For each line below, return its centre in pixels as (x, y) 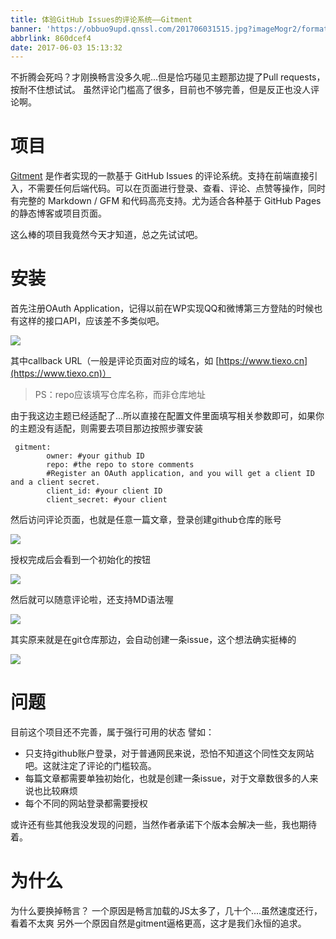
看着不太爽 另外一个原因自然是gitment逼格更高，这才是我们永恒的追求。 (158, 923)
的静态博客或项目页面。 (58, 213)
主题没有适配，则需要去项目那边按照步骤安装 (110, 428)
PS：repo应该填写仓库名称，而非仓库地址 (120, 395)
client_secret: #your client (107, 500)
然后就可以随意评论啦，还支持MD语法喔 (92, 600)
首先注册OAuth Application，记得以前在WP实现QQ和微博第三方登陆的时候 (162, 308)
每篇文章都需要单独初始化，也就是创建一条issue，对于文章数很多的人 (167, 778)
